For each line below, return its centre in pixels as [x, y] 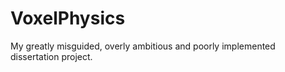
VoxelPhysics [68, 18]
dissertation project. [51, 56]
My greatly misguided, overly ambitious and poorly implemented [143, 46]
